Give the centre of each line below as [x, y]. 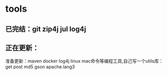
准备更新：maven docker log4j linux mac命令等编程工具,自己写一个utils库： [84, 61]
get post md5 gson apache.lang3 [40, 67]
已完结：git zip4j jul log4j [46, 29]
